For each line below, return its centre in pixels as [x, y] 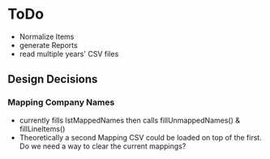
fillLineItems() [42, 129]
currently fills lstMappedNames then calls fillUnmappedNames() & [130, 120]
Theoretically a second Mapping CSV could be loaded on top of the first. [141, 137]
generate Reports [48, 45]
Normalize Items [47, 37]
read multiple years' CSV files [69, 54]
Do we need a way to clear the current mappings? [103, 146]
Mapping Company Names [61, 102]
